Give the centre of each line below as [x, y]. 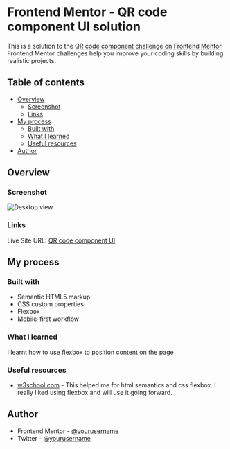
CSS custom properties [51, 304]
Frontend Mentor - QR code [87, 12]
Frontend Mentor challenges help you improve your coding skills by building [115, 53]
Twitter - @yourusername [54, 438]
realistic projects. [32, 60]
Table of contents [46, 83]
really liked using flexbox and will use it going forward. [95, 393]
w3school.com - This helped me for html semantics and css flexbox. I [116, 385]
